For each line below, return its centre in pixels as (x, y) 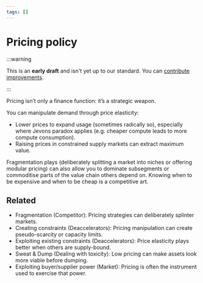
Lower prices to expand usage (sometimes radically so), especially (99, 124)
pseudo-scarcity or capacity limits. (59, 234)
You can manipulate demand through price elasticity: (73, 113)
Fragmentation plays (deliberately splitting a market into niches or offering (99, 162)
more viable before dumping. (52, 260)
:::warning (19, 59)
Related (21, 201)
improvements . (25, 77)
